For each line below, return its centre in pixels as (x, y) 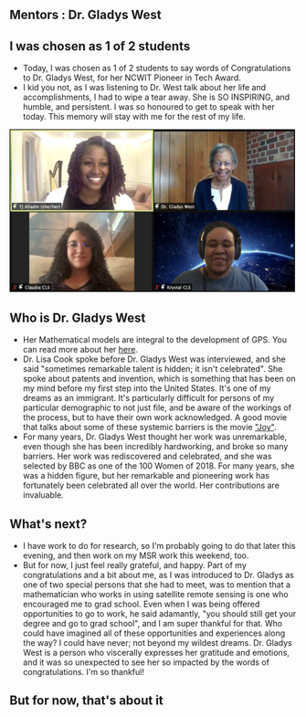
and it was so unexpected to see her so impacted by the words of (146, 662)
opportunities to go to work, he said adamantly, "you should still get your (159, 613)
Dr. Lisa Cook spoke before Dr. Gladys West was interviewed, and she (154, 359)
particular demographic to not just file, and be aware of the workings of (157, 408)
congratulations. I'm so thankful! (83, 671)
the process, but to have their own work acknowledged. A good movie (155, 417)
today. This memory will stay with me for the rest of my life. (134, 117)
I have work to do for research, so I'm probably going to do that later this (159, 545)
